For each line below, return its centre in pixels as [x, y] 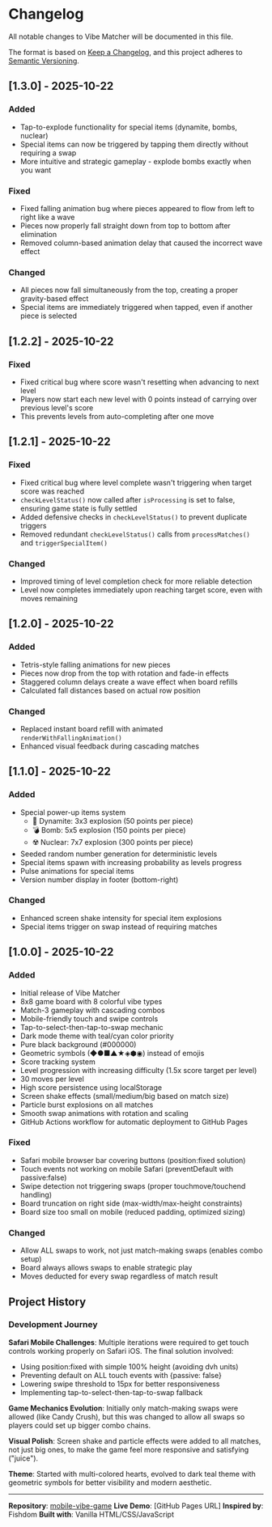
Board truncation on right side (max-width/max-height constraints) [131, 1203]
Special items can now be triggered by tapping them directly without [134, 144]
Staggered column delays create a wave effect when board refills [129, 681]
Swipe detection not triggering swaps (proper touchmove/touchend [133, 1186]
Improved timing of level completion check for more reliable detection [136, 581]
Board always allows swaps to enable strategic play [106, 1268]
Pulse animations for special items [77, 871]
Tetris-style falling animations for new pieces [95, 664]
